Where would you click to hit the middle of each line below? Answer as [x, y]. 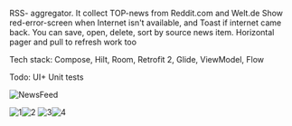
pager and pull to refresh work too [73, 42]
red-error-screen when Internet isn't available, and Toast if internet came [146, 23]
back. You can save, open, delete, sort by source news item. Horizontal [142, 32]
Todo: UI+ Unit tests [47, 77]
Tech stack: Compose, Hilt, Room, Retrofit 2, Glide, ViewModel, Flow [137, 59]
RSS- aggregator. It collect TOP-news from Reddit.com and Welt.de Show [146, 13]
